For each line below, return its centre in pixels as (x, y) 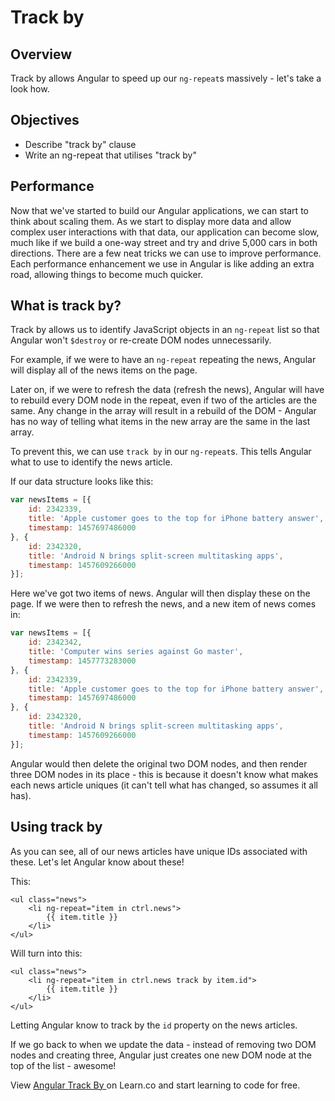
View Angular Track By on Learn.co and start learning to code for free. (155, 1085)
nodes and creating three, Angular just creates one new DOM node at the (161, 1055)
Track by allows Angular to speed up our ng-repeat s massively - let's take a (166, 78)
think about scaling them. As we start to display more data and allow (151, 221)
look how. (30, 89)
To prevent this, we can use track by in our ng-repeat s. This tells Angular (161, 452)
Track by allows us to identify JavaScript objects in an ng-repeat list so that (165, 330)
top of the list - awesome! (63, 1065)
